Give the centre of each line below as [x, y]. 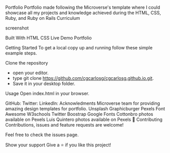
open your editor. [31, 73]
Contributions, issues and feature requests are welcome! [64, 125]
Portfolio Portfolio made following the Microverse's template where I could [83, 7]
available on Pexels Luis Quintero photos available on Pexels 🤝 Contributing [84, 119]
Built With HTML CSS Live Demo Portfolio [49, 38]
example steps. [21, 53]
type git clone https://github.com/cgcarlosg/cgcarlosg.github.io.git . [83, 78]
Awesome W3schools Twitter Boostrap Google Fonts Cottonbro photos [79, 114]
